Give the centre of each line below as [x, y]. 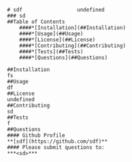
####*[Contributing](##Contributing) [72, 46]
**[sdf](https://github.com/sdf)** [57, 141]
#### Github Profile [36, 135]
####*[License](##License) [57, 40]
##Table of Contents [36, 22]
